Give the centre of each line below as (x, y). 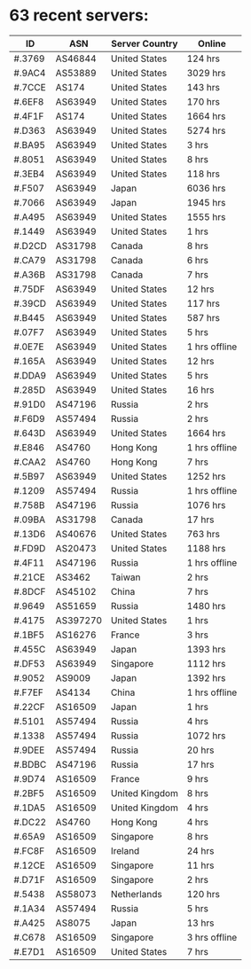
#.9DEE (29, 750)
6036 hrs (206, 188)
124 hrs (203, 59)
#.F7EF (29, 692)
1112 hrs (206, 663)
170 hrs (203, 101)
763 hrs (203, 534)
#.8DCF (30, 591)
